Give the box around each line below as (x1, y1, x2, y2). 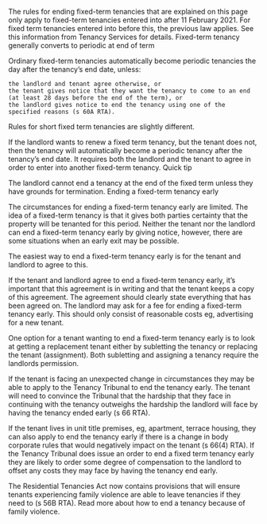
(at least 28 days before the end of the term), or (8, 94, 183, 102)
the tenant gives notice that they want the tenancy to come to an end (8, 87, 250, 95)
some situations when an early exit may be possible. (8, 236, 180, 246)
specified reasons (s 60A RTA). (8, 108, 115, 116)
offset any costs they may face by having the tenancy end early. (8, 466, 219, 475)
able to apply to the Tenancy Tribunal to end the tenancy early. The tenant (8, 383, 250, 392)
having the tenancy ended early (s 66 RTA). (8, 408, 151, 417)
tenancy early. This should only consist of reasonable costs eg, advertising (8, 309, 253, 318)
